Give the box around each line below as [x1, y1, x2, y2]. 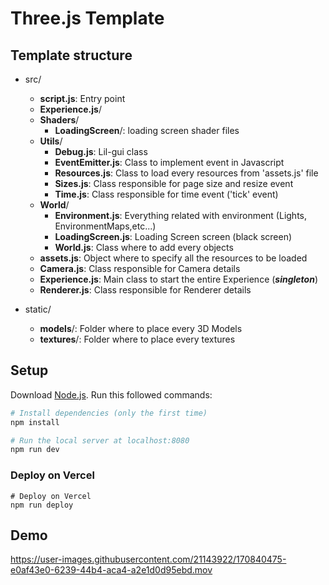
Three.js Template [10, 7, 165, 30]
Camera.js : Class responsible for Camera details [39, 263, 241, 274]
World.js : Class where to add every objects [54, 242, 234, 253]
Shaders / [39, 114, 80, 126]
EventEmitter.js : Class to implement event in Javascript [54, 157, 285, 168]
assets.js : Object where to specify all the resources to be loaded [39, 252, 308, 264]
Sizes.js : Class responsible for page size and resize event [54, 178, 294, 189]
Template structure [10, 47, 133, 64]
